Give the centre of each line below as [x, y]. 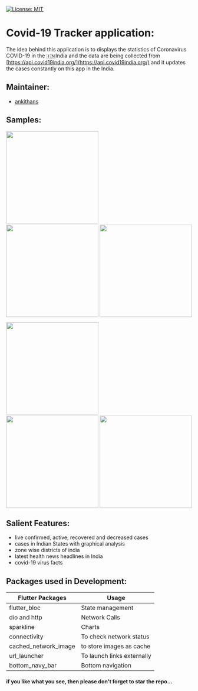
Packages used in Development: [67, 581]
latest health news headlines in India [59, 556]
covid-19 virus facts [39, 563]
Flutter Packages [42, 598]
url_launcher [27, 656]
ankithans [27, 101]
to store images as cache [116, 646]
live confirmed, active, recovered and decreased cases [81, 537]
